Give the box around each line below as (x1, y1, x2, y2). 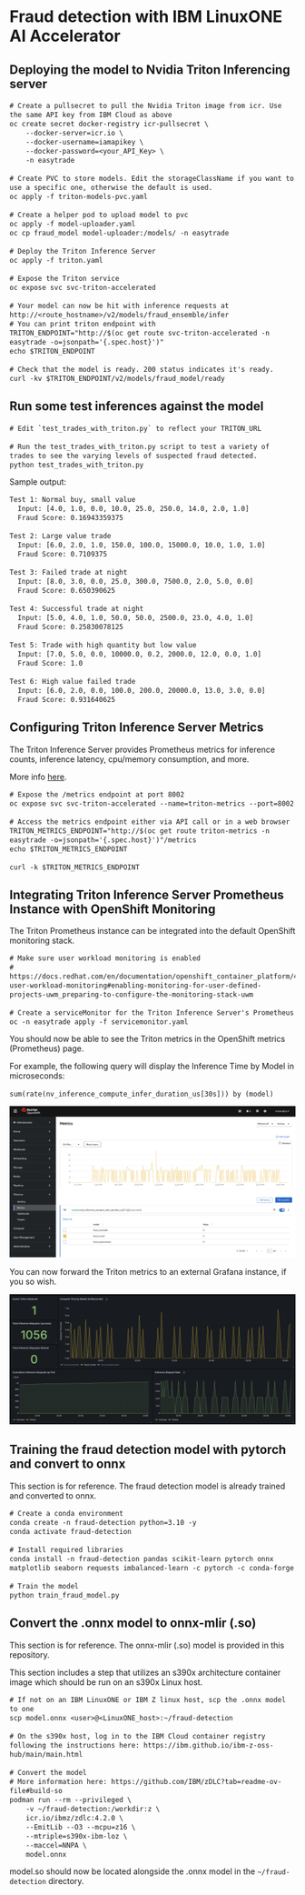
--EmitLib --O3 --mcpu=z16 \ (25, 1822, 136, 1831)
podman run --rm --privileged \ (9, 1795, 132, 1804)
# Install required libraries (9, 1545, 124, 1554)
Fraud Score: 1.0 (17, 658, 84, 667)
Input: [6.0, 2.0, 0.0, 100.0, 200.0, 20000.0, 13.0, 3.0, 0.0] (17, 686, 266, 695)
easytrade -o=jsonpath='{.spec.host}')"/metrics (9, 835, 197, 845)
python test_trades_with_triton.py (9, 460, 144, 469)
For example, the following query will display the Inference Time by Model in (9, 1061, 295, 1072)
